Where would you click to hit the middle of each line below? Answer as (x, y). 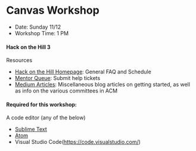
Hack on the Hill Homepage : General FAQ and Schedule (83, 72)
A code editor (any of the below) (46, 118)
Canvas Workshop (53, 10)
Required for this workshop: (42, 104)
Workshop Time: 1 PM (42, 33)
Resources (19, 60)
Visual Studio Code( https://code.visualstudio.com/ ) (78, 142)
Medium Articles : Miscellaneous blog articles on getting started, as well (102, 85)
